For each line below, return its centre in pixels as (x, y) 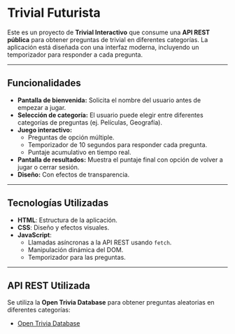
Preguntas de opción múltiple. (71, 137)
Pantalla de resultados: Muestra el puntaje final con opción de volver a (120, 160)
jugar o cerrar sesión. (48, 167)
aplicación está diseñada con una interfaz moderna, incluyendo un (103, 47)
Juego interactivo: (44, 130)
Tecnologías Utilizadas (58, 203)
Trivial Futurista (54, 13)
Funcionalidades (44, 83)
